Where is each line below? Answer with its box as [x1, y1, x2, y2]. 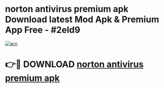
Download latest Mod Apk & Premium [5, 14, 159, 25]
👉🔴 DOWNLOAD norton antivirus [5, 59, 144, 70]
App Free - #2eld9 [5, 25, 81, 35]
